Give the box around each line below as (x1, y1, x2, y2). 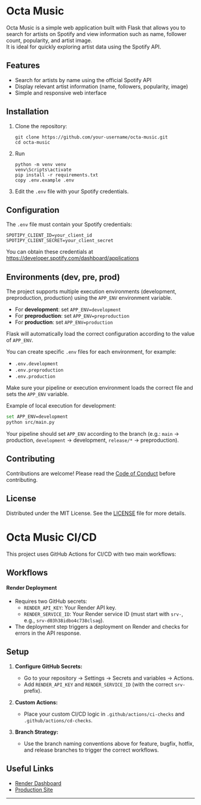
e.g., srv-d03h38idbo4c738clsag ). (23, 617, 105, 624)
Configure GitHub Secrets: (14, 662, 83, 670)
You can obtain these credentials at (6, 248, 94, 255)
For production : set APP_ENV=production (14, 319, 113, 326)
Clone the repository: (14, 122, 68, 129)
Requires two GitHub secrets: (14, 598, 88, 605)
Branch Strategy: (14, 728, 59, 735)
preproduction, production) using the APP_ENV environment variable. (6, 294, 172, 302)
